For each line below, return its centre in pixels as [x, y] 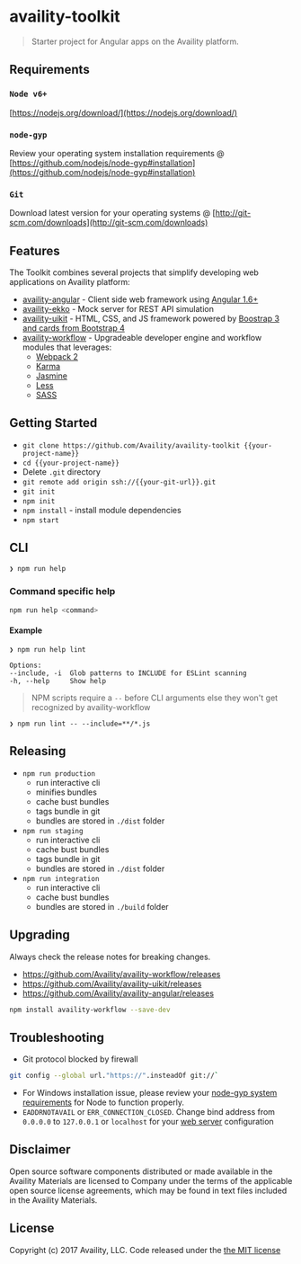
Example [26, 630]
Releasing [38, 751]
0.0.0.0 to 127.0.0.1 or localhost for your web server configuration [148, 1122]
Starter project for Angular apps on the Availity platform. [135, 41]
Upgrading [40, 935]
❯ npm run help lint [48, 649]
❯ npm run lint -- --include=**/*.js [80, 724]
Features [35, 250]
